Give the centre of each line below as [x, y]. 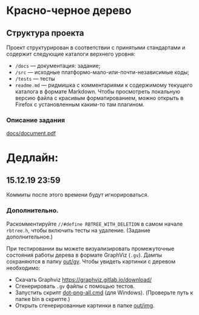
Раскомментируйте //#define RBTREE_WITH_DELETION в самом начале [95, 224]
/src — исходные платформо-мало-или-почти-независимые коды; [102, 72]
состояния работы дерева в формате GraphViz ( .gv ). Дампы [84, 255]
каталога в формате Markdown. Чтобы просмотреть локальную [98, 91]
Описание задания [36, 120]
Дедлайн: [32, 158]
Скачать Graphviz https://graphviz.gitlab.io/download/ [83, 279]
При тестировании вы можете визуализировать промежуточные [90, 248]
